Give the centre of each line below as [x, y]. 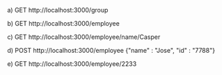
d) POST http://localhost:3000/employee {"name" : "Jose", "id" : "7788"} [111, 50]
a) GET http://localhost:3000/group [58, 10]
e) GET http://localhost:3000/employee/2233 [72, 64]
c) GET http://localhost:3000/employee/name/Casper [84, 37]
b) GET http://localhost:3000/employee [63, 23]
